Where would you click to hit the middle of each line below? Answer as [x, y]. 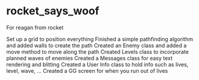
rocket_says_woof [53, 11]
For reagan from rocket [35, 27]
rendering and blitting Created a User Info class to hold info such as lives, [97, 64]
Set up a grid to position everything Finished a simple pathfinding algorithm [100, 39]
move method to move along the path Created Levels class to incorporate [97, 51]
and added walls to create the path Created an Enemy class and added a [96, 45]
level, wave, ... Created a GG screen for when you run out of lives [87, 70]
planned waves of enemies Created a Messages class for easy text [90, 58]
